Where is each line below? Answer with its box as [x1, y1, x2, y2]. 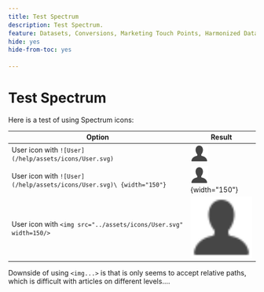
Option [86, 132, 110, 142]
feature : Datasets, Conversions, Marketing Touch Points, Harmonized [8, 29, 241, 37]
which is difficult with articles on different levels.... [8, 276, 170, 286]
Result [211, 132, 233, 142]
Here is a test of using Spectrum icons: [8, 115, 134, 124]
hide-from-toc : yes [8, 46, 72, 54]
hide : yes [8, 38, 41, 46]
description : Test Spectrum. [8, 20, 104, 29]
